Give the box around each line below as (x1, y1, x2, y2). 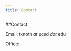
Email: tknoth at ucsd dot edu (5, 31, 66, 37)
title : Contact (5, 7, 37, 13)
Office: (5, 41, 20, 47)
